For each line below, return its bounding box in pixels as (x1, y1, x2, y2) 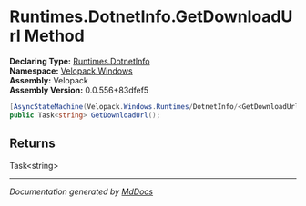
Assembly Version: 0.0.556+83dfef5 (9, 84, 149, 95)
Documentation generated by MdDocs (9, 186, 153, 197)
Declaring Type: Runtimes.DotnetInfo (9, 55, 150, 66)
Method (24, 25, 85, 46)
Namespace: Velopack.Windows (9, 65, 134, 76)
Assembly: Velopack (9, 74, 89, 85)
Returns (9, 136, 56, 152)
